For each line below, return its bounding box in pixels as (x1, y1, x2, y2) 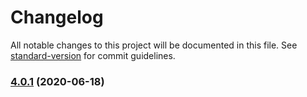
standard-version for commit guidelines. (10, 49, 176, 61)
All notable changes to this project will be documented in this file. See (10, 39, 298, 51)
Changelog (10, 6, 104, 29)
